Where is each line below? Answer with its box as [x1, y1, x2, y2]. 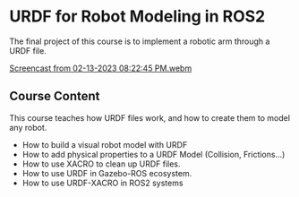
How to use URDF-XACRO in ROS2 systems [21, 177, 184, 188]
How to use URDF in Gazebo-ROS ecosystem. [21, 167, 192, 178]
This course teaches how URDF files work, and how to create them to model [9, 112, 291, 123]
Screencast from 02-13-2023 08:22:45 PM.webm [9, 63, 192, 73]
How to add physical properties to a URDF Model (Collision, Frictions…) [21, 149, 286, 159]
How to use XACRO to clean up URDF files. [21, 158, 181, 169]
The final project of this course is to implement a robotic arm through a [9, 36, 270, 47]
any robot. [9, 122, 47, 133]
